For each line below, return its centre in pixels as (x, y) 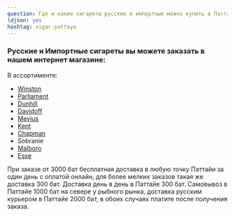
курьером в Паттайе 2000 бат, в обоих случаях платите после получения (117, 199)
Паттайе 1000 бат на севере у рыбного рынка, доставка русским (105, 191)
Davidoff (30, 111)
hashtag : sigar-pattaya (42, 27)
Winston (29, 89)
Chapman (31, 133)
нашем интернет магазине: (57, 60)
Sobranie (30, 141)
